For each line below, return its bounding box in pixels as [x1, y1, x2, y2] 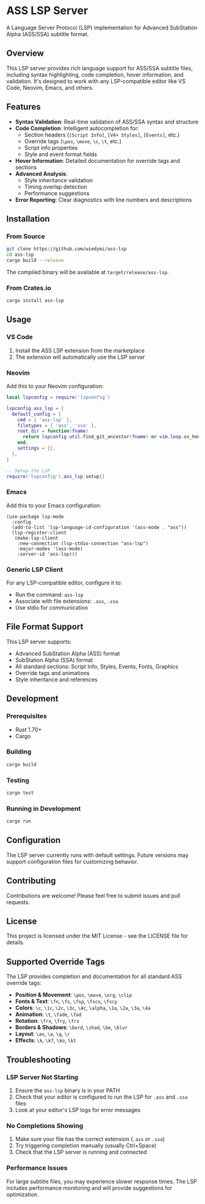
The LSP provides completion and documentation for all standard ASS [6, 973, 182, 980]
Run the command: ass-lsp [15, 591, 84, 598]
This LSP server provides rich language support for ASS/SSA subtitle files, [6, 64, 193, 72]
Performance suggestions [24, 189, 90, 196]
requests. [6, 898, 31, 906]
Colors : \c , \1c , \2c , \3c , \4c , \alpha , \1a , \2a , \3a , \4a [15, 1004, 151, 1012]
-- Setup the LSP [6, 468, 51, 474]
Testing [6, 776, 29, 784]
